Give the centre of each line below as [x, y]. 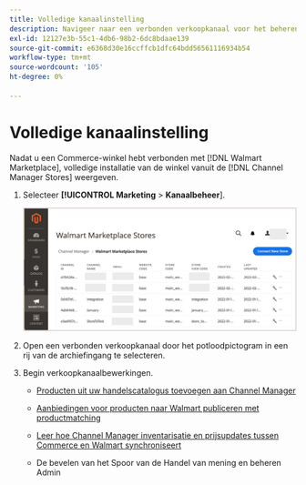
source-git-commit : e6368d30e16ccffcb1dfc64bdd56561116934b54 [130, 48]
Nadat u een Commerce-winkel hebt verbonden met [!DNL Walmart [136, 157]
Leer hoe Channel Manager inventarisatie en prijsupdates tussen [158, 435]
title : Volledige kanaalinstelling [77, 19]
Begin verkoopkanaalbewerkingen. [87, 372]
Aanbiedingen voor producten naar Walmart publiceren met [148, 408]
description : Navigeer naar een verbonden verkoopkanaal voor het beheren [154, 29]
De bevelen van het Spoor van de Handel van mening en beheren [159, 462]
